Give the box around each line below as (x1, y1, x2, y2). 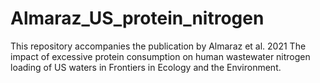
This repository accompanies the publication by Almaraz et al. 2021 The (10, 40, 307, 52)
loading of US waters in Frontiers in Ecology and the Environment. (10, 61, 282, 73)
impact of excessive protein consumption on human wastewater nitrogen (10, 50, 311, 62)
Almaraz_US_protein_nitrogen (10, 7, 265, 30)
